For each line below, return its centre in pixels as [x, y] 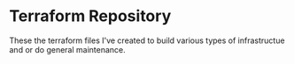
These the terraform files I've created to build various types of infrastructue [147, 40]
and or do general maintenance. [67, 49]
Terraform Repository [90, 16]
